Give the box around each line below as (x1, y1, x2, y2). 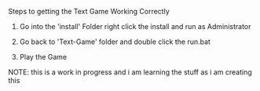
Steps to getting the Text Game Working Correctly (8, 7, 170, 16)
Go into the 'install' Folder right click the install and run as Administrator (19, 22, 251, 31)
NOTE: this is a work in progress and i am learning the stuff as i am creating (8, 67, 253, 77)
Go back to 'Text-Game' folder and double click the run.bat (19, 37, 211, 46)
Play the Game (19, 53, 68, 61)
